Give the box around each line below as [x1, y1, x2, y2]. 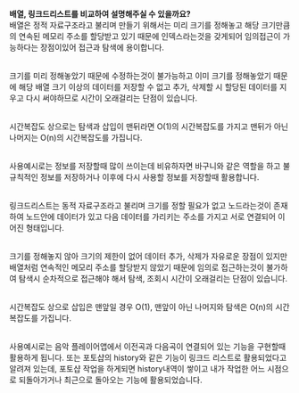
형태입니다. [25, 223, 65, 233]
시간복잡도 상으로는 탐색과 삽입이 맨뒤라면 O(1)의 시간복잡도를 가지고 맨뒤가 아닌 [9, 121, 288, 132]
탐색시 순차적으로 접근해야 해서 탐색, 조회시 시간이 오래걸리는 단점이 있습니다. [18, 274, 288, 283]
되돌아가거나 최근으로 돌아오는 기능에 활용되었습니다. [18, 374, 203, 385]
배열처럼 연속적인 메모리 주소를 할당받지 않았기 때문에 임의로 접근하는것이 [9, 262, 265, 273]
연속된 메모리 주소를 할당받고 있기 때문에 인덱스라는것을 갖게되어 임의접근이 [18, 31, 281, 41]
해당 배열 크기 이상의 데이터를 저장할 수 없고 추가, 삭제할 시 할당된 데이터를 [18, 82, 278, 92]
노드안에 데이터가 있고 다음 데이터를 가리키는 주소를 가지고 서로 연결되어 [25, 211, 277, 222]
